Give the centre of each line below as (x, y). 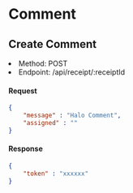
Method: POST (43, 63)
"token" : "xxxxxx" (56, 174)
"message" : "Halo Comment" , (72, 116)
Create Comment (53, 44)
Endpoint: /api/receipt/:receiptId (72, 72)
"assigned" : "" (51, 122)
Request (23, 91)
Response (26, 149)
